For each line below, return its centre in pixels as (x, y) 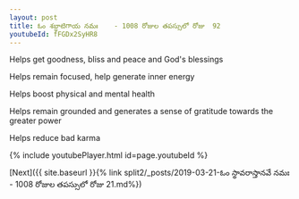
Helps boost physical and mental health (82, 94)
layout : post (34, 17)
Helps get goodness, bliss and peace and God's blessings (116, 60)
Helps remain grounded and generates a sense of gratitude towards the (141, 112)
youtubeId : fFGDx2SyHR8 (54, 34)
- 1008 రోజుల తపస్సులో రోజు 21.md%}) (76, 185)
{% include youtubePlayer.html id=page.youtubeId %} (109, 155)
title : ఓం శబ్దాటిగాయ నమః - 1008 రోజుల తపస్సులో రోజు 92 (115, 26)
